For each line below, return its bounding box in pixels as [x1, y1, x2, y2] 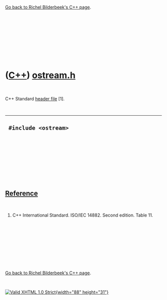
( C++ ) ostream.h [5, 70, 76, 81]
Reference [5, 189, 38, 198]
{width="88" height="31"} [55, 289, 109, 295]
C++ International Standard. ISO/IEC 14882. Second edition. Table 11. [12, 212, 153, 218]
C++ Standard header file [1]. [5, 95, 65, 101]
